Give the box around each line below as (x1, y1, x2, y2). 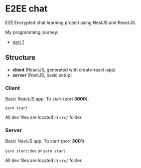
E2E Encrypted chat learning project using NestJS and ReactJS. (5, 19, 136, 25)
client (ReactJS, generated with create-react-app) (12, 66, 116, 72)
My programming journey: (5, 29, 59, 35)
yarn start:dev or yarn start (5, 148, 66, 154)
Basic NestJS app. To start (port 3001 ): (5, 138, 86, 144)
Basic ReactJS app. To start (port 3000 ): (5, 96, 89, 102)
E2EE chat (5, 3, 48, 14)
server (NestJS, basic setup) (12, 72, 72, 78)
